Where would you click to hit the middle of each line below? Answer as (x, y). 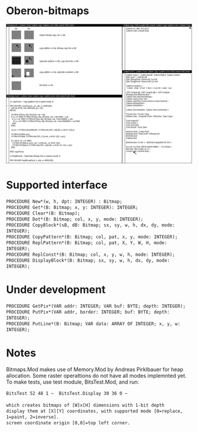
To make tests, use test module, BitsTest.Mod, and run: (73, 382)
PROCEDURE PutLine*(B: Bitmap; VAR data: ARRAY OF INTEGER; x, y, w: (93, 324)
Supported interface (57, 185)
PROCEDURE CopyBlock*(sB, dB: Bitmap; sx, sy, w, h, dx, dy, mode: (91, 225)
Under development (56, 290)
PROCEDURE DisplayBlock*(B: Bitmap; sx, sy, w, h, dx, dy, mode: (88, 260)
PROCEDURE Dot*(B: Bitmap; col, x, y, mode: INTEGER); (75, 219)
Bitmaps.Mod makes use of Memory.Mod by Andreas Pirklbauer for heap (95, 369)
